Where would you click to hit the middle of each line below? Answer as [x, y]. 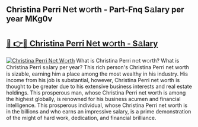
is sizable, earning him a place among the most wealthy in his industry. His [97, 74]
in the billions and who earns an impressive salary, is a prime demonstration [99, 111]
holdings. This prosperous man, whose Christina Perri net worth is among [96, 93]
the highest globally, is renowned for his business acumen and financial [93, 99]
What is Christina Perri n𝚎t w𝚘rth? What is [128, 61]
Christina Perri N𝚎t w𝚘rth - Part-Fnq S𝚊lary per [95, 10]
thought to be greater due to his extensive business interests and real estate [99, 86]
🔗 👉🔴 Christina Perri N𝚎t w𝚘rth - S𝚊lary [82, 43]
